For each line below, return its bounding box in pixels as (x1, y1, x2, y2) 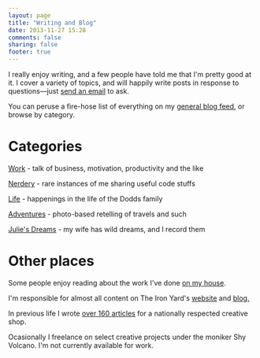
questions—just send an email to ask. (8, 87, 130, 95)
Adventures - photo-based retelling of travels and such (8, 209, 188, 219)
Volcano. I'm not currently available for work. (8, 340, 154, 350)
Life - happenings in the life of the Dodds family (8, 194, 163, 203)
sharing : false (8, 41, 58, 49)
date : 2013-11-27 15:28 (8, 26, 87, 34)
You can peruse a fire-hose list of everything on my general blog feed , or (8, 101, 245, 111)
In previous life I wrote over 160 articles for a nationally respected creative (8, 308, 248, 318)
